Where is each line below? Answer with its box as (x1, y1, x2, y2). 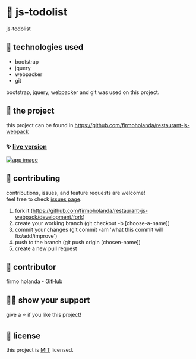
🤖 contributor (6, 262, 56, 272)
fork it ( (14, 207, 33, 214)
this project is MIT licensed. (6, 347, 74, 354)
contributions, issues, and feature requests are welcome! (6, 189, 146, 196)
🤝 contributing (6, 174, 61, 184)
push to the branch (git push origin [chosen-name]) (14, 238, 141, 245)
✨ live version (6, 143, 48, 151)
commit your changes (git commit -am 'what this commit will (14, 226, 163, 233)
